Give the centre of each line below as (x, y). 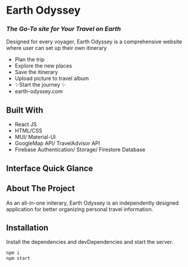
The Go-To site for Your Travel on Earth (64, 29)
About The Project (41, 188)
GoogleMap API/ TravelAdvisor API (57, 144)
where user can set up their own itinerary (56, 48)
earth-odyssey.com (39, 91)
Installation (27, 228)
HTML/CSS (28, 131)
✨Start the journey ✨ (40, 85)
